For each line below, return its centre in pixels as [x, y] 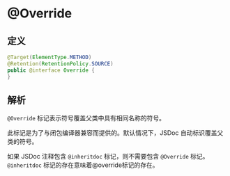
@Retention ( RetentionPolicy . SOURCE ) [60, 64]
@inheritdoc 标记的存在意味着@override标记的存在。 [83, 165]
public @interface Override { [51, 70]
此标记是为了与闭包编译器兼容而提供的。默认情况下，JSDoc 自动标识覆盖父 [115, 133]
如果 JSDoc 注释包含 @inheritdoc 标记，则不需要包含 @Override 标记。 [108, 157]
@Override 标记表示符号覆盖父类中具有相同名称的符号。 [86, 118]
